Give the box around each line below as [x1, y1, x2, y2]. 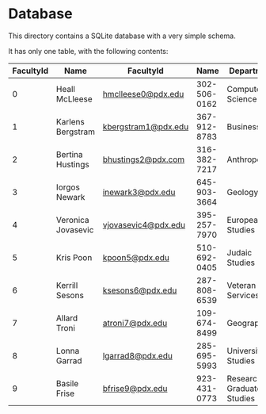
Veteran [226, 279, 256, 290]
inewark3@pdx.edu [102, 186, 176, 197]
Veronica [55, 214, 89, 225]
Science [226, 93, 257, 104]
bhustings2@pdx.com [102, 154, 185, 165]
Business [226, 121, 261, 132]
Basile [55, 378, 79, 389]
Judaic [226, 247, 253, 258]
